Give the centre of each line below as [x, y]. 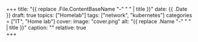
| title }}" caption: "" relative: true [46, 27]
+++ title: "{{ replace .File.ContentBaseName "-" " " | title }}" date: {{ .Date [97, 9]
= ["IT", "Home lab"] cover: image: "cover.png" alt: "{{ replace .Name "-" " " [99, 21]
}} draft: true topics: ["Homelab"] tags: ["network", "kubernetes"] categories [99, 15]
